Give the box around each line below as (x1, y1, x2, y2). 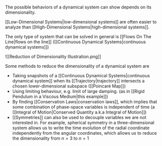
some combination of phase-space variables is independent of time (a (12, 104, 155, 110)
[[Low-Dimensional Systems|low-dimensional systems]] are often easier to (5, 19, 157, 25)
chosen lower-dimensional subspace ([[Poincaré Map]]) (12, 83, 126, 89)
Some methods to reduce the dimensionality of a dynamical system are (5, 63, 150, 69)
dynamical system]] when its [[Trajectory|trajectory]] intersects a (12, 78, 145, 84)
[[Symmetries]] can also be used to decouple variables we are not (12, 115, 147, 120)
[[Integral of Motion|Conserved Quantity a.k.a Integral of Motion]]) (12, 109, 147, 115)
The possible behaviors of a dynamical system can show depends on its (5, 4, 152, 10)
